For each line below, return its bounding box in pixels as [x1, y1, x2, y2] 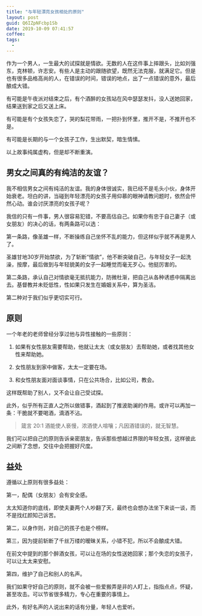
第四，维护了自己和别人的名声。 [6, 570, 85, 577]
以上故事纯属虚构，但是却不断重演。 [6, 148, 96, 155]
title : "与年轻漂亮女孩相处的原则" [6, 8, 85, 15]
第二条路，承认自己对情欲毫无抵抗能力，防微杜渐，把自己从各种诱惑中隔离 [6, 273, 191, 280]
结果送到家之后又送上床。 [6, 102, 70, 109]
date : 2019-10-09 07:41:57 [6, 25, 74, 32]
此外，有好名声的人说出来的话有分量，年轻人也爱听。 [6, 603, 138, 611]
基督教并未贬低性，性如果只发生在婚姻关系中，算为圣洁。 [16, 281, 159, 288]
